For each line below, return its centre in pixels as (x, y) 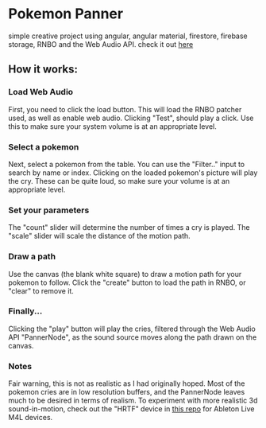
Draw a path (32, 257)
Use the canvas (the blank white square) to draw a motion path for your (125, 274)
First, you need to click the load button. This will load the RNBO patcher (125, 109)
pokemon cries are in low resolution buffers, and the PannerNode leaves (127, 392)
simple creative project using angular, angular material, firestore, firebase (128, 36)
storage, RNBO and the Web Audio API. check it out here (101, 44)
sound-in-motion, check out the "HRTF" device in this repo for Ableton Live (132, 409)
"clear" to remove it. (41, 290)
